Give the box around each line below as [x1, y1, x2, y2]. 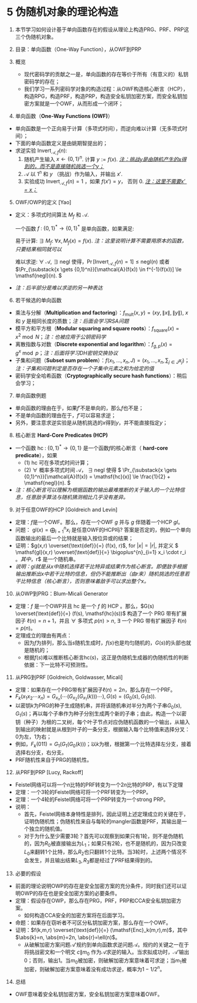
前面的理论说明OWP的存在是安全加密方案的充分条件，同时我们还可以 [15, 883, 182, 890]
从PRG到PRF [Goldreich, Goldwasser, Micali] [15, 673, 123, 681]
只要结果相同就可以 [15, 246, 62, 253]
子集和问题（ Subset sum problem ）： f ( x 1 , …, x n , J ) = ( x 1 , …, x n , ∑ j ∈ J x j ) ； [15, 356, 190, 365]
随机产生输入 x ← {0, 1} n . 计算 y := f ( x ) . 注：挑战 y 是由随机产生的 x [23, 154, 182, 163]
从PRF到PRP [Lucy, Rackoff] [15, 769, 84, 776]
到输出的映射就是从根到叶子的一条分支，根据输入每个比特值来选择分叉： [15, 726, 190, 733]
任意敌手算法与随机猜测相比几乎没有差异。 [25, 494, 128, 501]
